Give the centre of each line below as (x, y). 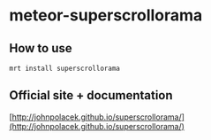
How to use (41, 48)
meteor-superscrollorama (106, 16)
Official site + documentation (91, 95)
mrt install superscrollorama (65, 68)
